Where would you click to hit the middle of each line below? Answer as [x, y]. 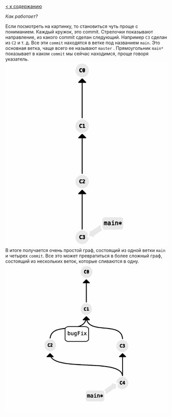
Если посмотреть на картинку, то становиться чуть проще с [72, 26]
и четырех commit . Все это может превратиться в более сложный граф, [84, 256]
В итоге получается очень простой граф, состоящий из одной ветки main [85, 250]
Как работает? [22, 16]
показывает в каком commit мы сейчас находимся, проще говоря [77, 53]
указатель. [17, 59]
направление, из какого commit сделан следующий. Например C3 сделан [86, 37]
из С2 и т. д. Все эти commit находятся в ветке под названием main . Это [83, 43]
